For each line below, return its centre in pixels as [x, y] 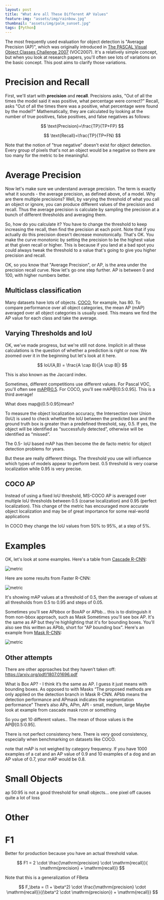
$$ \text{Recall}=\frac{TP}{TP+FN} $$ [82, 135]
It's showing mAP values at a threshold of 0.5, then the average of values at [81, 597]
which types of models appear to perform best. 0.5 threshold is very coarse [82, 463]
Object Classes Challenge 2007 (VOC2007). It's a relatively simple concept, [81, 52]
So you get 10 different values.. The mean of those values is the [69, 720]
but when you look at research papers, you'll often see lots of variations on [81, 57]
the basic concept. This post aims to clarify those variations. [66, 63]
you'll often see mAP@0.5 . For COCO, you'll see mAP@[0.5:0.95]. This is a [80, 389]
